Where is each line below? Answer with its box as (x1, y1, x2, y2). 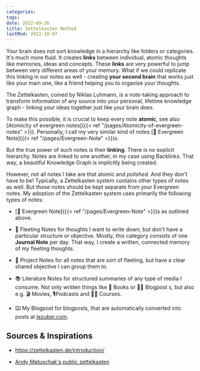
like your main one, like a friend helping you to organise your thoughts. (6, 79, 181, 87)
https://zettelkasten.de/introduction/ (14, 346, 105, 354)
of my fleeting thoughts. (14, 245, 75, 252)
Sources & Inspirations (6, 331, 93, 341)
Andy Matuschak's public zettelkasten (14, 358, 110, 365)
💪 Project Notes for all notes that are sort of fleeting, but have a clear (14, 256, 186, 264)
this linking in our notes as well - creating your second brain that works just (6, 73, 194, 80)
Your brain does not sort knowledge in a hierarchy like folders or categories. (6, 47, 195, 55)
